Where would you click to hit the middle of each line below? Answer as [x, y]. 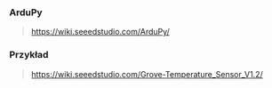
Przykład [29, 55]
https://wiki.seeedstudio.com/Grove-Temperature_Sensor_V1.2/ [147, 74]
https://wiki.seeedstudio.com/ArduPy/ [100, 32]
